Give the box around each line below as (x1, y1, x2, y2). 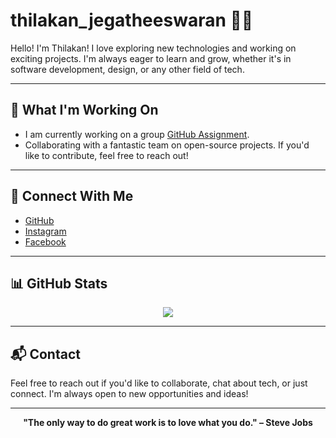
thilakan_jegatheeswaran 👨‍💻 (10, 9, 254, 32)
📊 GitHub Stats (10, 275, 108, 292)
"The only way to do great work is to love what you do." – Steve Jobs (23, 417, 313, 429)
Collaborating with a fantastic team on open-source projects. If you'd (24, 139, 310, 151)
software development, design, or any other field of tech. (10, 63, 245, 75)
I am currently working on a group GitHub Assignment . (24, 128, 250, 140)
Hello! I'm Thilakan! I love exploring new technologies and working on (10, 42, 297, 54)
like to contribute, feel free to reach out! (24, 149, 189, 161)
